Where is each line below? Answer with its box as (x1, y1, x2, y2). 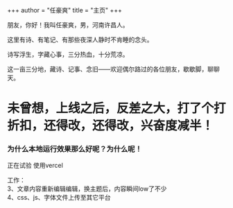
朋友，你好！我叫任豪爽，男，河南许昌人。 (7, 21, 129, 29)
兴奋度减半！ (141, 118, 214, 134)
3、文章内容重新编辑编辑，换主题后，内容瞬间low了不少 (7, 184, 167, 193)
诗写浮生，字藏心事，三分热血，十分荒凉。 (7, 51, 129, 58)
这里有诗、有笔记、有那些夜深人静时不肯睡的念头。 (7, 35, 153, 44)
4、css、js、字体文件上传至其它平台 (7, 193, 111, 202)
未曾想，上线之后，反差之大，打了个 (7, 101, 214, 116)
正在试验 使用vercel (7, 162, 64, 170)
